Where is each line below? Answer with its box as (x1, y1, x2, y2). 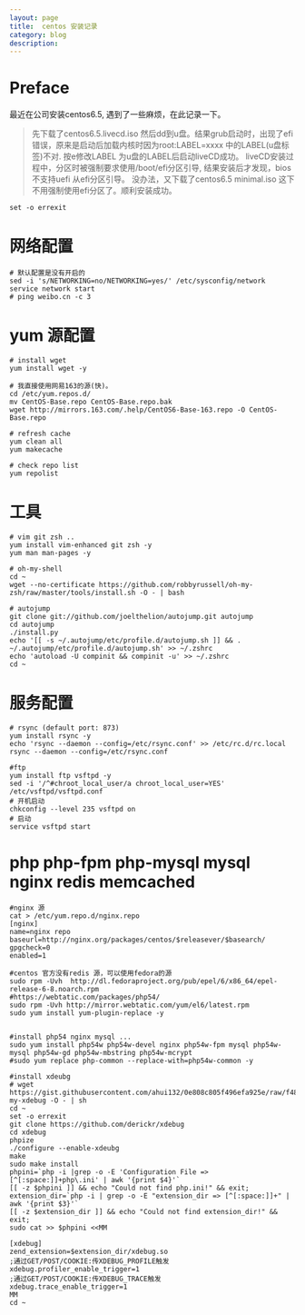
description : (9, 38, 59, 48)
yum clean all (9, 437, 64, 446)
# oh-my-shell (9, 564, 64, 573)
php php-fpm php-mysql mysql (9, 852, 251, 873)
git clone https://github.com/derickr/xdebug (9, 1120, 184, 1129)
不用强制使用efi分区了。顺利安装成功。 (31, 185, 177, 196)
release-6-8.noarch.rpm (9, 984, 100, 993)
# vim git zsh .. (9, 533, 75, 542)
